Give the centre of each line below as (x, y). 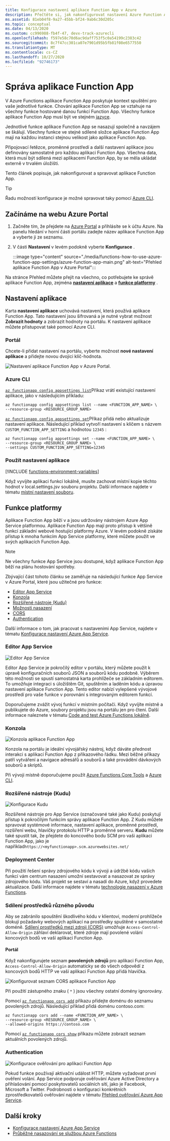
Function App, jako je (27, 841)
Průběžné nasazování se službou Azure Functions (65, 1133)
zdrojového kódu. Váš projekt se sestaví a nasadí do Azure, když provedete (84, 881)
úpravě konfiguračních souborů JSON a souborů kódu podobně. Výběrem (82, 673)
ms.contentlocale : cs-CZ (31, 52)
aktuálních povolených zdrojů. (36, 1039)
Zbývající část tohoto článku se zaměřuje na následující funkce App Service (84, 576)
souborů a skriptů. (24, 765)
